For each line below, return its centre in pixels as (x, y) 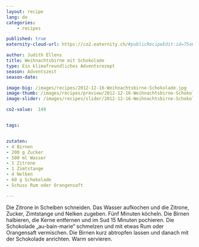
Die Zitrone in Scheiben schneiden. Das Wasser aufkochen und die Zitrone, (98, 207)
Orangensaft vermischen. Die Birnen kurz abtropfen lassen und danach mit (97, 232)
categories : (21, 23)
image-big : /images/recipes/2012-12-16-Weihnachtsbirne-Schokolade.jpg (96, 88)
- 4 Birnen (20, 147)
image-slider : (24, 99)
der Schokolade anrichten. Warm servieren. (59, 239)
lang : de (17, 17)
